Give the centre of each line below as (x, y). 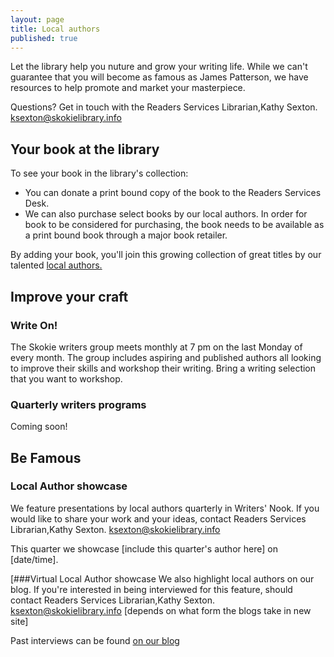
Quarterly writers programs (78, 404)
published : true (44, 38)
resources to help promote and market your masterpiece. (128, 88)
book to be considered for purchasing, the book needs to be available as (174, 225)
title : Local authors (55, 29)
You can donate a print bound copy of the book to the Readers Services (173, 193)
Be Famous (46, 457)
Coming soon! (39, 427)
